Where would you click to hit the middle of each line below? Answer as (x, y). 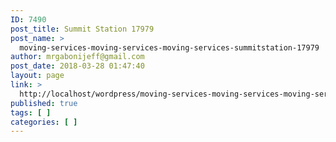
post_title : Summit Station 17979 (82, 29)
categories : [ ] (44, 122)
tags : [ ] (31, 112)
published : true (44, 103)
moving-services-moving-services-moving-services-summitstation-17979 (169, 47)
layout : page (37, 76)
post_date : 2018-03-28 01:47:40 (77, 66)
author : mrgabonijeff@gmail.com (77, 57)
